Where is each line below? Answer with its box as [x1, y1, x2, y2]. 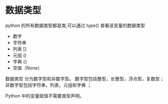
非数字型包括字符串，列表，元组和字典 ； [5, 82, 92, 88]
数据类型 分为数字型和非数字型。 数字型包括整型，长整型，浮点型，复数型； [5, 76, 164, 82]
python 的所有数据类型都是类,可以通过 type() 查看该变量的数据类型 [5, 22, 146, 28]
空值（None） [12, 64, 42, 71]
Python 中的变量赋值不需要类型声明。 [5, 92, 84, 99]
